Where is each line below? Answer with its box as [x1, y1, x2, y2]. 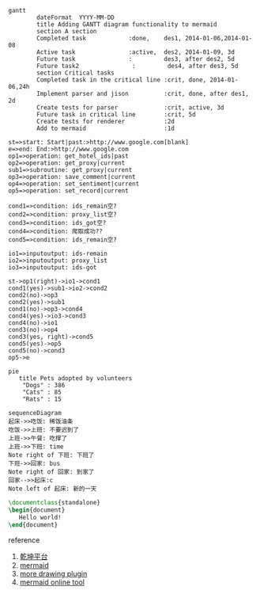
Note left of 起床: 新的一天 [8, 485, 97, 493]
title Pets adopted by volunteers [18, 375, 133, 383]
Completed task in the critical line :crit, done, [36, 76, 207, 84]
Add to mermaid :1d [36, 124, 175, 132]
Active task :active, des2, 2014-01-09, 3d [36, 48, 236, 56]
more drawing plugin [19, 569, 88, 578]
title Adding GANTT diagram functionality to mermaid [36, 21, 217, 29]
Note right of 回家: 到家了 [8, 468, 95, 476]
